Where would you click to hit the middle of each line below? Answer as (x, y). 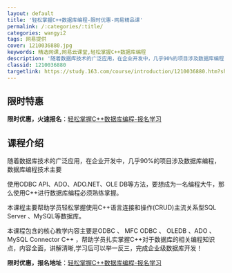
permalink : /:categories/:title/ (55, 26)
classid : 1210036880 (37, 65)
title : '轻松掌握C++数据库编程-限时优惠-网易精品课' (75, 20)
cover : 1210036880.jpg (40, 46)
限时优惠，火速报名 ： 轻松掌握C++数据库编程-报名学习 (85, 119)
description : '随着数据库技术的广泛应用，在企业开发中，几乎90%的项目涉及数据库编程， (118, 59)
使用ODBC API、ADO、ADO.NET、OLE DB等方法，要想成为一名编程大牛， (113, 185)
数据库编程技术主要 (35, 169)
